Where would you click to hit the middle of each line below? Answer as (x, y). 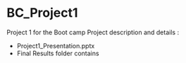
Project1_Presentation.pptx (56, 45)
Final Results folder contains (58, 53)
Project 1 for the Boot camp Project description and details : (93, 32)
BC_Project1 (42, 13)
